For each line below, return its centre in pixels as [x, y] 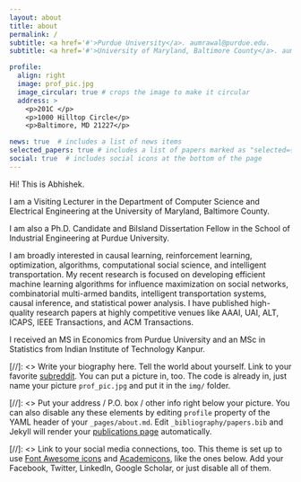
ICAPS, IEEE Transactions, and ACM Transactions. [102, 322]
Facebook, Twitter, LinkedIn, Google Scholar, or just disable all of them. [140, 468]
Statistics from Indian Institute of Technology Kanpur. [107, 349]
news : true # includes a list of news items [95, 142]
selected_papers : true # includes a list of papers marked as [128, 150]
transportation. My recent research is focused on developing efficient [138, 274]
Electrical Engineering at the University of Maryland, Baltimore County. [140, 211]
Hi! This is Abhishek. [47, 184]
